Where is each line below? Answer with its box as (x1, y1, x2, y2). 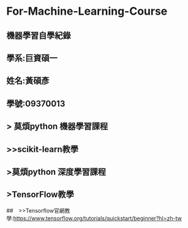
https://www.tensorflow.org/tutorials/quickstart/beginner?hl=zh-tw (13, 215, 182, 222)
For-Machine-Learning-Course (6, 4, 168, 18)
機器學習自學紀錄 (6, 30, 71, 40)
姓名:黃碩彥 (6, 75, 50, 86)
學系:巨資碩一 (6, 53, 58, 63)
